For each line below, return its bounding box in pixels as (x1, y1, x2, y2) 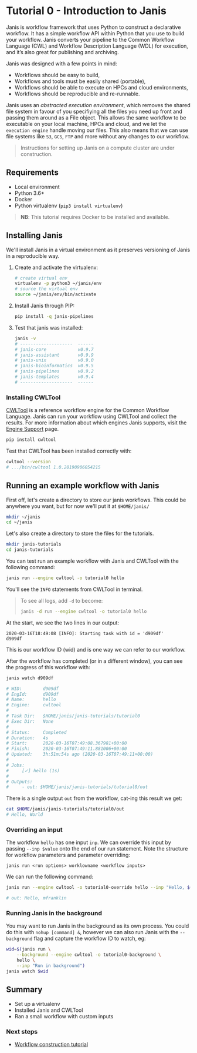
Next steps (6, 1027, 38, 1035)
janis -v (14, 336, 36, 341)
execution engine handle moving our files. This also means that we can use (6, 127, 189, 134)
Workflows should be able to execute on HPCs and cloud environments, (14, 84, 189, 91)
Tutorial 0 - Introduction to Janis (6, 4, 167, 18)
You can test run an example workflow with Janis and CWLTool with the (6, 557, 179, 564)
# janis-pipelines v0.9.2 (14, 368, 94, 374)
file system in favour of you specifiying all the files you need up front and (6, 108, 183, 115)
